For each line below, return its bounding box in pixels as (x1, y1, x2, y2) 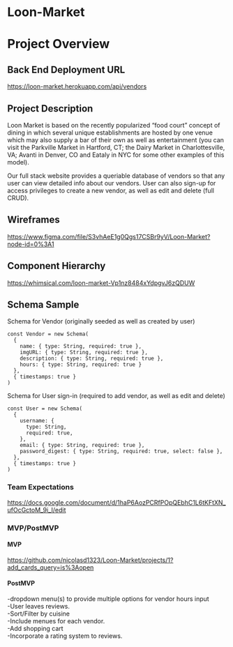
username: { (20, 418, 54, 425)
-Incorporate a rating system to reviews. (7, 632, 123, 640)
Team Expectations (7, 482, 75, 492)
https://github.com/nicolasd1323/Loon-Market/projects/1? (7, 556, 174, 564)
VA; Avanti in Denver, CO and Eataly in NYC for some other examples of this (7, 151, 225, 159)
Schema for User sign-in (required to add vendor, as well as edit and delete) (7, 392, 225, 400)
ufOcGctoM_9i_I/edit (7, 505, 66, 514)
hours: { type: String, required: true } (20, 361, 142, 368)
